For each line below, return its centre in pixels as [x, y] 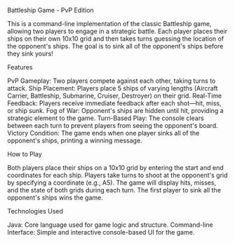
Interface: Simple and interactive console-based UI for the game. [101, 232]
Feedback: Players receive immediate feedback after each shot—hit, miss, [115, 103]
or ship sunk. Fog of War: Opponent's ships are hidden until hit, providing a [115, 111]
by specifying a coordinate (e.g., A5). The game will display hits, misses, [112, 183]
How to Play [25, 154]
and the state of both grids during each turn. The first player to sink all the [114, 190]
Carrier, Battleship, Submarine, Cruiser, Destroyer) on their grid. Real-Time [115, 96]
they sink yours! [31, 53]
